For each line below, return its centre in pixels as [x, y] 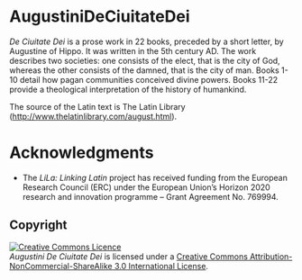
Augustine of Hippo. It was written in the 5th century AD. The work [133, 50]
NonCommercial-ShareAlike [61, 266]
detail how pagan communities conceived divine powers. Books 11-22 [148, 79]
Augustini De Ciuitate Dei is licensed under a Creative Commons [128, 256]
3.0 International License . [161, 266]
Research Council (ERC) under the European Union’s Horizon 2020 [146, 187]
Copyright [38, 226]
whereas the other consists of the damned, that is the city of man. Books [144, 70]
